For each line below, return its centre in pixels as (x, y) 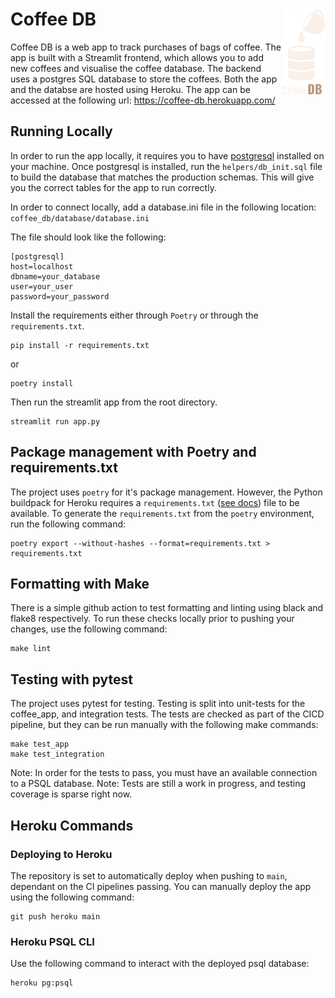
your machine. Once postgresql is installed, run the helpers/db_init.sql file (166, 166)
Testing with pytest (71, 679)
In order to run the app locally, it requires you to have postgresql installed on (167, 155)
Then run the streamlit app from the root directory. (114, 402)
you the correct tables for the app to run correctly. (113, 187)
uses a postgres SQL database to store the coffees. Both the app (144, 79)
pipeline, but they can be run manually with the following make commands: (164, 725)
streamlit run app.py (55, 421)
